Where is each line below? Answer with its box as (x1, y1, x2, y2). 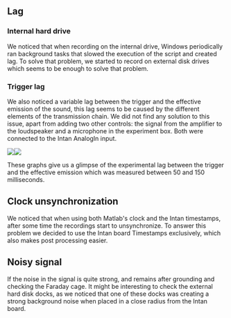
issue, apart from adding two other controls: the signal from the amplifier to (7, 119, 223, 128)
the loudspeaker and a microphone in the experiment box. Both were (7, 126, 203, 135)
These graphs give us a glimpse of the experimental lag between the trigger (7, 160, 224, 169)
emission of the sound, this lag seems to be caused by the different (7, 104, 200, 113)
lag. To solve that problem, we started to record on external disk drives (7, 57, 209, 65)
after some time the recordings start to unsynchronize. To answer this (7, 221, 207, 230)
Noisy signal (7, 256, 62, 268)
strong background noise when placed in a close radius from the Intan (7, 296, 208, 305)
